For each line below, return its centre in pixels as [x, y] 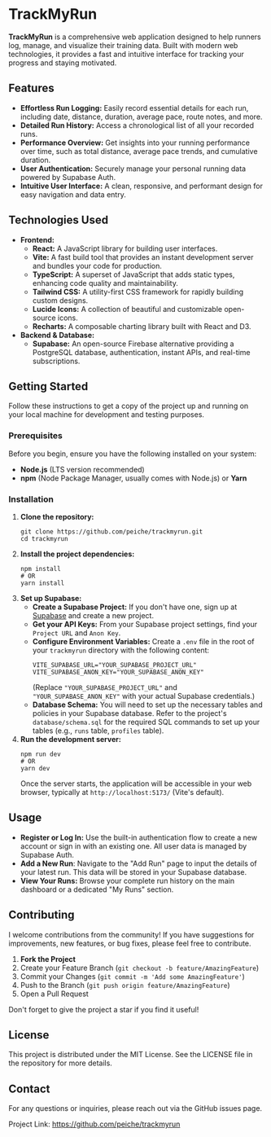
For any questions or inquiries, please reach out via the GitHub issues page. [135, 1108]
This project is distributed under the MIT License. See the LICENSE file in [131, 1055]
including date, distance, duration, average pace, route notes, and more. [141, 116]
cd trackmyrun [44, 538]
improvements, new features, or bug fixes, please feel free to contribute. [130, 943]
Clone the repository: [57, 516]
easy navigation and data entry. [73, 194]
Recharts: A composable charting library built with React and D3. [142, 326]
